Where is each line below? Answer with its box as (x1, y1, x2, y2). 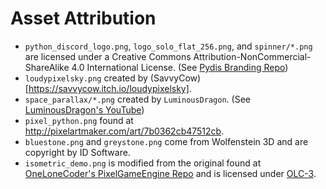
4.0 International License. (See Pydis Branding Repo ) (71, 61, 289, 73)
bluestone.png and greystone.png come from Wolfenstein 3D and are (24, 135, 309, 147)
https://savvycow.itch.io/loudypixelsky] (28, 82, 190, 94)
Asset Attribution (10, 7, 157, 30)
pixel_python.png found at (24, 114, 134, 126)
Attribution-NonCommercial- (193, 50, 312, 62)
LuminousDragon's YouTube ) (24, 103, 145, 116)
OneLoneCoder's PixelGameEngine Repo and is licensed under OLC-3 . (24, 167, 317, 179)
